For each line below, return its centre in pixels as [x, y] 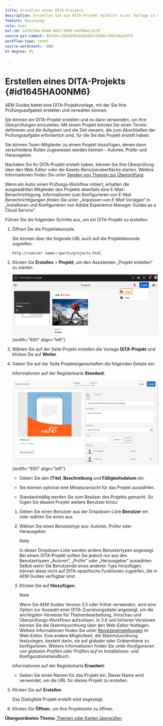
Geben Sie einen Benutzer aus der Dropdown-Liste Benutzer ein [84, 511]
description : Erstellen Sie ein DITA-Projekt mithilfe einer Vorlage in [80, 15]
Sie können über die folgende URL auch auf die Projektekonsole [76, 238]
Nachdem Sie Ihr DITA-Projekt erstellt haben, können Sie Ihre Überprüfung [80, 165]
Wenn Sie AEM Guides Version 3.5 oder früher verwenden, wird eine [88, 605]
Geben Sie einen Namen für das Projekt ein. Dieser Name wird [81, 675]
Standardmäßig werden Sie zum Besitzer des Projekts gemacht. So [86, 497]
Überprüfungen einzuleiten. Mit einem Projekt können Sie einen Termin [76, 125]
